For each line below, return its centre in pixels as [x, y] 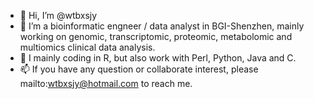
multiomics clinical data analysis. [87, 47]
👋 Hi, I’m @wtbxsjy [58, 15]
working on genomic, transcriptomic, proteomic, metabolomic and [156, 36]
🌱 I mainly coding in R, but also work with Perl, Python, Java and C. [158, 58]
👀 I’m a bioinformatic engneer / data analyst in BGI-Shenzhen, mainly [162, 26]
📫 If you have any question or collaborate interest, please [139, 69]
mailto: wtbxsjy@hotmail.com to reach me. [106, 83]
